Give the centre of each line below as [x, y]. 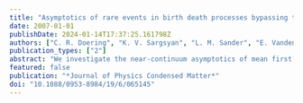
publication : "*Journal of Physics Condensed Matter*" [115, 76]
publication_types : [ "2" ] [58, 51]
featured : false [40, 68]
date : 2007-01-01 [42, 26]
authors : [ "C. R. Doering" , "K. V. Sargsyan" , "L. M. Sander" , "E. [139, 43]
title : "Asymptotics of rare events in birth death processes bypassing [149, 17]
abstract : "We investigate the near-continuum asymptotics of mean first [151, 59]
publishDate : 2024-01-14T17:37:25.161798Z [90, 34]
